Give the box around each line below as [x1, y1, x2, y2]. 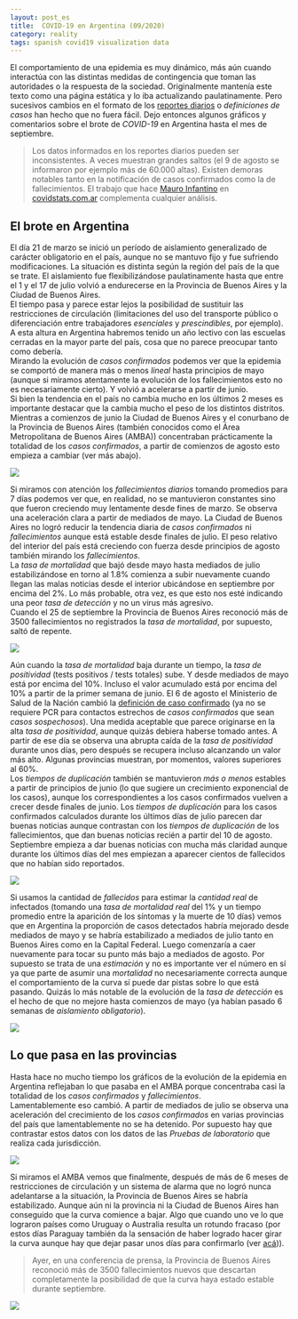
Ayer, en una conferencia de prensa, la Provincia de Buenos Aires [31, 1255, 271, 1266]
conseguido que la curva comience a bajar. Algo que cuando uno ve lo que [10, 1209, 284, 1219]
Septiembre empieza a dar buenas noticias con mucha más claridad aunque [10, 840, 287, 850]
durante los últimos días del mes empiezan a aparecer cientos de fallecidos [10, 849, 286, 859]
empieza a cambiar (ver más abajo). [10, 450, 141, 461]
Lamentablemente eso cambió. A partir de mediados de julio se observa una [10, 1099, 289, 1110]
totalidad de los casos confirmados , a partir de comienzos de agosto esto [10, 441, 280, 452]
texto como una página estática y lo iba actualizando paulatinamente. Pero [10, 91, 283, 101]
